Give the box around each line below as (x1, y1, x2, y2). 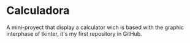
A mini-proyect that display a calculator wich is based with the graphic (6, 24, 184, 31)
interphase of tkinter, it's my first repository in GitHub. (6, 30, 142, 37)
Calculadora (6, 4, 70, 18)
